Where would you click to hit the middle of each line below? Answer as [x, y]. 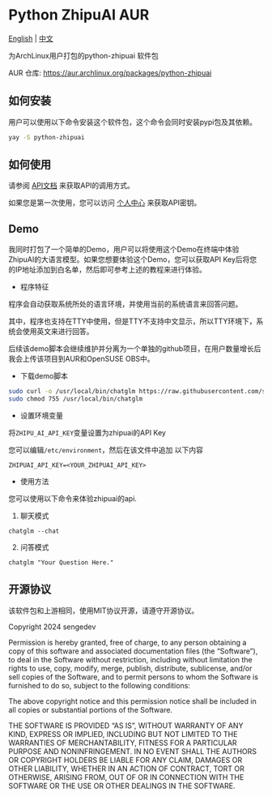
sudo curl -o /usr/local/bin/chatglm [72, 392]
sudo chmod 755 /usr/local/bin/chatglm [76, 399]
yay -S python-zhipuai [47, 137]
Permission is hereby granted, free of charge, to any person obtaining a [127, 642]
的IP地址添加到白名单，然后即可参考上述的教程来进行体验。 [107, 270]
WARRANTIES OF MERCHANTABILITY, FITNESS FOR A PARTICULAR [123, 743]
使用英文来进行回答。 [58, 332]
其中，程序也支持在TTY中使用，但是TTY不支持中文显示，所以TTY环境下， [132, 321]
